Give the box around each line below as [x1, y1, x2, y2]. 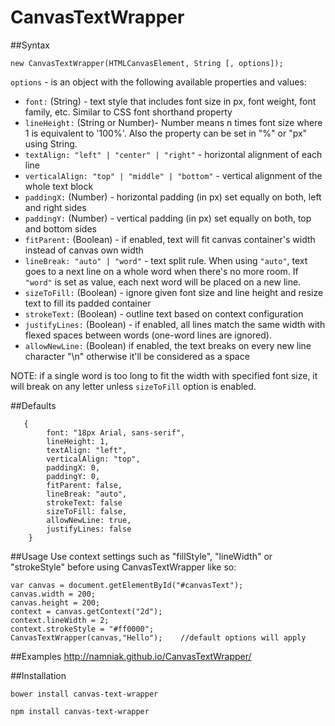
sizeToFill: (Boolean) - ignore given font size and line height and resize [24, 286, 324, 298]
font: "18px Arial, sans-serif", [46, 427, 186, 438]
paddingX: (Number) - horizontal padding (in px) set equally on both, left [24, 191, 322, 203]
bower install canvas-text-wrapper [10, 689, 159, 699]
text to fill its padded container [24, 297, 152, 309]
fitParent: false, [46, 480, 123, 490]
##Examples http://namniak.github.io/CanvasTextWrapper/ [10, 650, 252, 662]
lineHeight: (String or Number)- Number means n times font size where [24, 116, 323, 128]
